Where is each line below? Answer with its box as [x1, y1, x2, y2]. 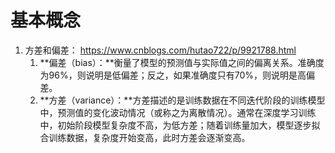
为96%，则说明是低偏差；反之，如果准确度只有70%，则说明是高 [39, 69, 307, 81]
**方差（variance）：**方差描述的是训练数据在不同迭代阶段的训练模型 [39, 94, 326, 106]
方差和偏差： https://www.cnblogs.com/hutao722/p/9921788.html [24, 44, 297, 56]
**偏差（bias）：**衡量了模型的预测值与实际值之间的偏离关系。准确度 [39, 56, 325, 68]
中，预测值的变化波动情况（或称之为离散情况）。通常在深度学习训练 [39, 106, 317, 118]
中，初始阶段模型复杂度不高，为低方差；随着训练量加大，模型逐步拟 [39, 119, 321, 131]
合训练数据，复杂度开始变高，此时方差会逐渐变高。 [39, 131, 251, 143]
